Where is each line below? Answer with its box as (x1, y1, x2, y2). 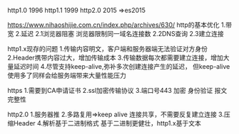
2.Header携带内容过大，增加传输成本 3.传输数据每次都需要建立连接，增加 (7, 53, 223, 62)
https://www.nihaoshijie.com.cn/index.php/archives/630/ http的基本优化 (7, 21, 220, 29)
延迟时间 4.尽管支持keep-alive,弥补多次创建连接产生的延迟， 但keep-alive (13, 62, 230, 70)
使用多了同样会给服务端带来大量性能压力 (7, 71, 126, 79)
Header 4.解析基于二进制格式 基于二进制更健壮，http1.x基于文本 (13, 119, 201, 127)
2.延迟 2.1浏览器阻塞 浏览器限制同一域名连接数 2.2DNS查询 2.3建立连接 (15, 30, 224, 38)
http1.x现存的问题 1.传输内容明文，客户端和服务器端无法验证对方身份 (7, 45, 208, 52)
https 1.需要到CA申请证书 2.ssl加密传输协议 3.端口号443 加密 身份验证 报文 (7, 86, 228, 94)
